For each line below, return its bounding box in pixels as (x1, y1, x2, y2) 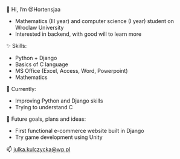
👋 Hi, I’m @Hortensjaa (6, 6, 61, 13)
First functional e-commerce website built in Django (14, 127, 144, 134)
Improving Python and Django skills (14, 97, 103, 104)
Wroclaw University (14, 24, 64, 31)
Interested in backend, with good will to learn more (14, 30, 142, 38)
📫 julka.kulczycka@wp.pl (6, 146, 71, 153)
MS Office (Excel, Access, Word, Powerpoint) (14, 67, 128, 74)
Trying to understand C (14, 104, 73, 110)
